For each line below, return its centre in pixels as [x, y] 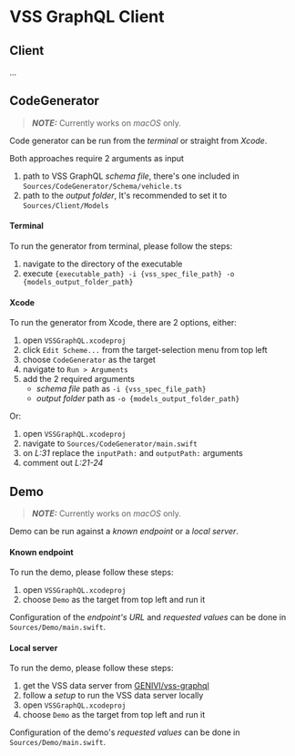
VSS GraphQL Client [87, 17]
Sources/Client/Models [66, 206]
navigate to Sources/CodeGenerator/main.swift [110, 443]
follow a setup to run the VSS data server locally [113, 696]
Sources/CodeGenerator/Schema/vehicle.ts [102, 186]
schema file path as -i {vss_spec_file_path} [121, 388]
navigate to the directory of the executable [102, 264]
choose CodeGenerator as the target [89, 360]
